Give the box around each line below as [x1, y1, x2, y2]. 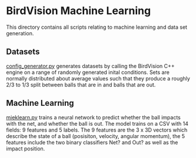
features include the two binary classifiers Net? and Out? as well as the [6, 139, 178, 146]
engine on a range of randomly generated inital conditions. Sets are [6, 69, 170, 76]
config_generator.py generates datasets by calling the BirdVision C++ [6, 62, 175, 69]
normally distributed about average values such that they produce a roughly [6, 75, 190, 82]
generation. [6, 29, 34, 36]
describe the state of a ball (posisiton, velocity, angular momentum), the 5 [6, 132, 185, 139]
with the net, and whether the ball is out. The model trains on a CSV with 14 [6, 120, 188, 127]
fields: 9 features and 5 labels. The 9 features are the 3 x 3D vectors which [6, 126, 188, 133]
